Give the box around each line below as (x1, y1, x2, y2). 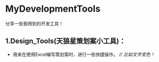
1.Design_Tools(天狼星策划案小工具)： (5, 37, 126, 46)
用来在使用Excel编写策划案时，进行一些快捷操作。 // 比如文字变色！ (12, 51, 155, 57)
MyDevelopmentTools (5, 3, 101, 15)
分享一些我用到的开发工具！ (5, 20, 64, 26)
